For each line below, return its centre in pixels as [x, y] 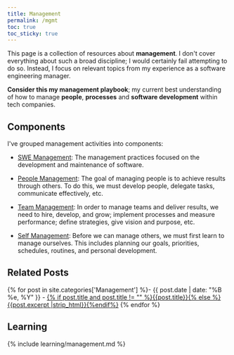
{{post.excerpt [28, 304]
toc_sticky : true [33, 33]
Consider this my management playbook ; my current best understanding [114, 89]
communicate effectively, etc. [60, 194]
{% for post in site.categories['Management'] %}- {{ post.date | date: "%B [115, 289]
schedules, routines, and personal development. [87, 251]
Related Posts [38, 273]
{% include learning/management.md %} [67, 344]
